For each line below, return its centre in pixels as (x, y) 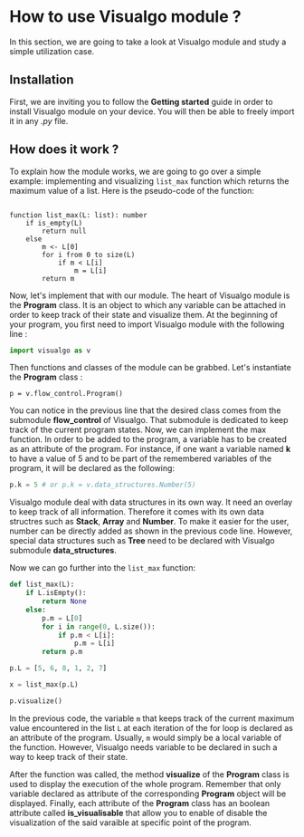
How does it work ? (64, 150)
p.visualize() (36, 701)
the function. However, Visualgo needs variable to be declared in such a (143, 747)
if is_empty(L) (54, 223)
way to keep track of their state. (69, 756)
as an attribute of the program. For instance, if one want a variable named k (150, 449)
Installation (42, 80)
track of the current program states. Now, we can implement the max (138, 430)
